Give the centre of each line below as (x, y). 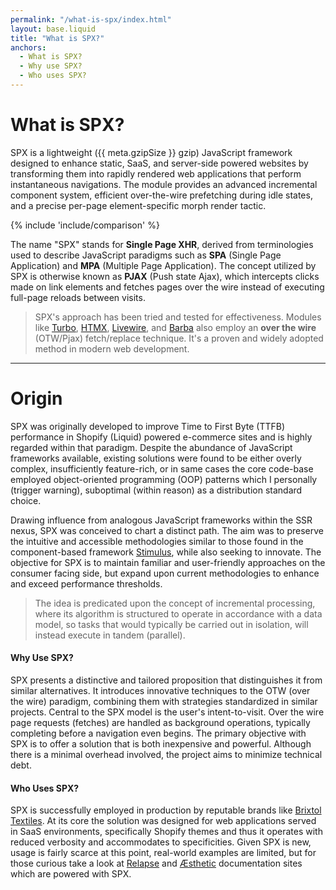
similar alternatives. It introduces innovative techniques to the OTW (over (160, 690)
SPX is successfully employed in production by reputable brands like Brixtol (166, 810)
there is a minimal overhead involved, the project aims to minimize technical (166, 754)
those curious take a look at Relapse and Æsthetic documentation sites (156, 863)
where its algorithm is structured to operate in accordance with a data (178, 613)
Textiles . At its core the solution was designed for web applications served (163, 821)
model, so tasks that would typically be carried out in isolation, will (171, 624)
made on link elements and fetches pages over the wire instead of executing (167, 287)
